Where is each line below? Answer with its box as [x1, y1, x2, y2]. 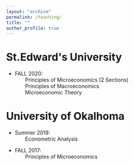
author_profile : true [6, 25, 60, 31]
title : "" [6, 19, 31, 25]
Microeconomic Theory [25, 89, 82, 96]
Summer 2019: [14, 129, 50, 136]
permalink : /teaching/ [6, 14, 62, 20]
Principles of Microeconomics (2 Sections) [25, 76, 129, 83]
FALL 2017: [14, 147, 41, 154]
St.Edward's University [6, 51, 122, 64]
